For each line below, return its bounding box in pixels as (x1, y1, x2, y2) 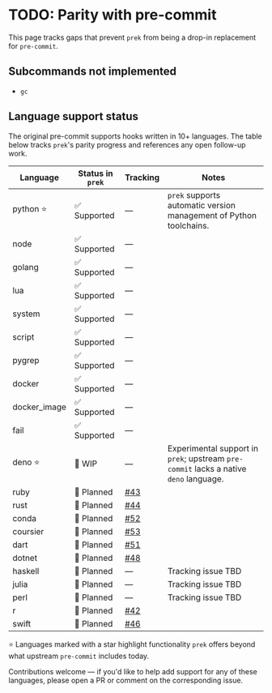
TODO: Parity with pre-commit (8, 6, 217, 24)
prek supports (167, 189, 221, 200)
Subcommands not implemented (8, 65, 176, 79)
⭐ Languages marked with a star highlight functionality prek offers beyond (8, 639, 256, 649)
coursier (12, 525, 45, 537)
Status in (78, 168, 113, 179)
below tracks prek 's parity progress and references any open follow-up (8, 139, 246, 149)
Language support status (8, 109, 139, 123)
